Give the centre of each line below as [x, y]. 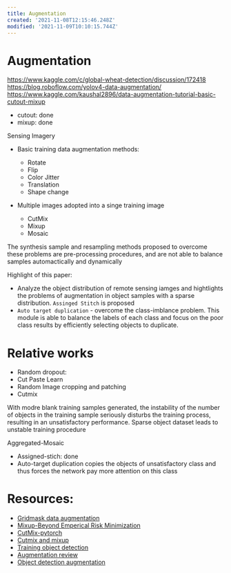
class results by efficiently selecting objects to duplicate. [98, 325]
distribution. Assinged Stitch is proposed [76, 303]
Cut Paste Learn [40, 379]
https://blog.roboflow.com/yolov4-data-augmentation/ [84, 87]
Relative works [51, 353]
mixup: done [35, 122]
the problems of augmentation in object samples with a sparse [106, 296]
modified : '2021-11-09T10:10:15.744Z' [63, 26]
